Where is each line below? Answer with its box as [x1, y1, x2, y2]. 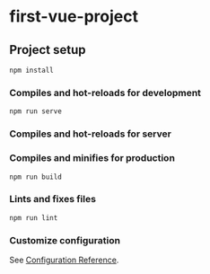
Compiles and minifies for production [9, 152, 175, 164]
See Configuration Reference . [9, 254, 119, 266]
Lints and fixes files [9, 193, 97, 206]
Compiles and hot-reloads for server [9, 128, 172, 140]
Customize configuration [9, 234, 121, 246]
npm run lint [9, 213, 58, 222]
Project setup [9, 42, 87, 57]
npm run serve [9, 107, 63, 116]
